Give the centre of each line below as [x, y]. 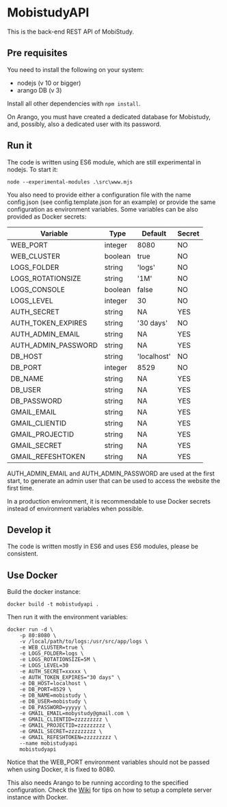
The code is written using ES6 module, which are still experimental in [104, 162]
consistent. [23, 554]
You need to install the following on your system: [76, 69]
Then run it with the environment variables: [68, 617]
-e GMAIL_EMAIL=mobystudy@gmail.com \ [75, 714]
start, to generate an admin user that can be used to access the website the [114, 480]
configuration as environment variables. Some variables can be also [103, 209]
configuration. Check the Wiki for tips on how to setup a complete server [109, 790]
